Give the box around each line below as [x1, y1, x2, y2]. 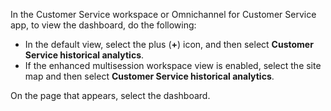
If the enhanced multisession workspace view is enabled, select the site [24, 60, 322, 71]
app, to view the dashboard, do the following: [10, 19, 197, 31]
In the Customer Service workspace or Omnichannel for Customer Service [10, 9, 317, 20]
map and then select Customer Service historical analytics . [24, 70, 275, 82]
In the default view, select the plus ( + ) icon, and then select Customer [24, 39, 314, 50]
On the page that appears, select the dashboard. [10, 90, 211, 101]
